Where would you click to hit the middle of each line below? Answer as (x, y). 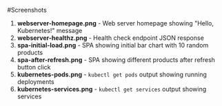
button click (34, 67)
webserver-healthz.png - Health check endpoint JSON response (111, 38)
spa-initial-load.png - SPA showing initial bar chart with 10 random (113, 45)
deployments (36, 82)
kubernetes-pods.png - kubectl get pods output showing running (112, 74)
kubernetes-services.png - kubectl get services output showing (112, 89)
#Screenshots (27, 10)
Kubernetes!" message (50, 31)
